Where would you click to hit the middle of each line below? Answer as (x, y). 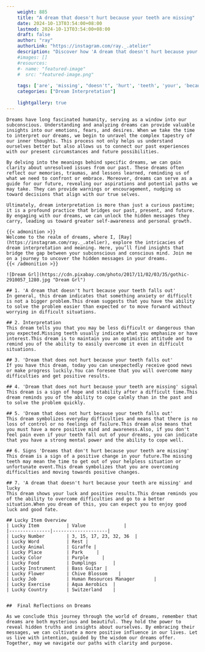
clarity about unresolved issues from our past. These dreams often (95, 168)
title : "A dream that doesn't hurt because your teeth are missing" (106, 18)
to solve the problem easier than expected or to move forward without (99, 306)
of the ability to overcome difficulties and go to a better (86, 499)
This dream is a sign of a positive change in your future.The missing (99, 456)
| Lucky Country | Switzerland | (61, 590)
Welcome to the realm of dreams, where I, (61, 237)
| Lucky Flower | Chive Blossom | (64, 574)
